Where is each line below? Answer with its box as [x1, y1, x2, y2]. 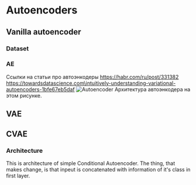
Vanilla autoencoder [6, 27, 81, 37]
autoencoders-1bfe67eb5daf [6, 85, 75, 92]
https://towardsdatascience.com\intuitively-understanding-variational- [6, 80, 176, 87]
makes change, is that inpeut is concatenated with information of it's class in [6, 166, 191, 173]
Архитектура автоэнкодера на [114, 85, 191, 92]
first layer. [6, 172, 30, 179]
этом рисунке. [6, 92, 42, 99]
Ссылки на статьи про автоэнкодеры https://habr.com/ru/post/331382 [6, 73, 179, 80]
